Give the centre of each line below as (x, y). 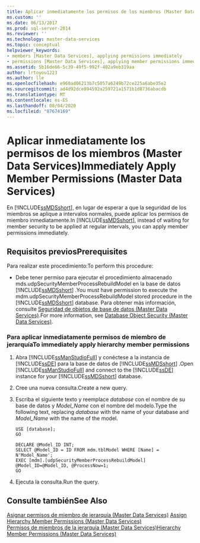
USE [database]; (35, 429)
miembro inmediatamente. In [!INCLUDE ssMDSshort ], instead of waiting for (98, 220)
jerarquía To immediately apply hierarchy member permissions (98, 344)
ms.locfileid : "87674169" (39, 111)
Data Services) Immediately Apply (92, 166)
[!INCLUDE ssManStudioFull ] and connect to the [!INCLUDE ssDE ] (94, 370)
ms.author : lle (26, 78)
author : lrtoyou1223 (32, 73)
